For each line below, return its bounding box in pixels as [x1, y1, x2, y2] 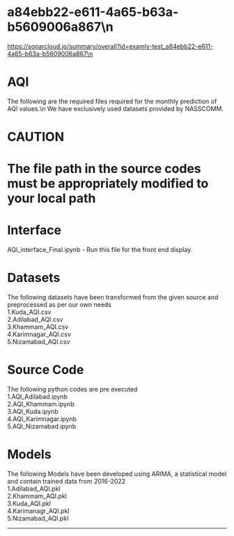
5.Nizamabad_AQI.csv [7, 338, 71, 346]
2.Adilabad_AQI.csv [7, 315, 63, 324]
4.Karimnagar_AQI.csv [7, 330, 72, 338]
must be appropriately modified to [7, 176, 209, 192]
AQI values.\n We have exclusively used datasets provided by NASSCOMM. [7, 104, 224, 112]
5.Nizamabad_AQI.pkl [7, 514, 69, 522]
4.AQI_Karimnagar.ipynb [7, 415, 77, 423]
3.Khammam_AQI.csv [7, 322, 68, 332]
